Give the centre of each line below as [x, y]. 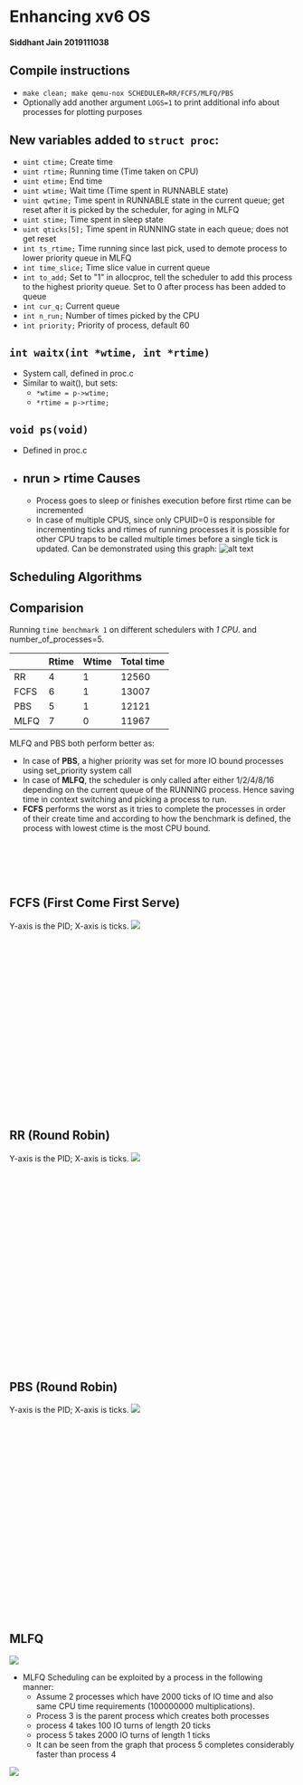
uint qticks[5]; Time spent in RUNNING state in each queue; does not [156, 229]
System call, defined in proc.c [78, 374]
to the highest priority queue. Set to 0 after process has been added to [154, 287]
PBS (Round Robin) [64, 1387]
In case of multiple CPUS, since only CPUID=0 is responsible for [156, 520]
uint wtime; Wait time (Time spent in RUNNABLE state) [125, 191]
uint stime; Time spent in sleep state [93, 220]
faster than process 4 [76, 1754]
